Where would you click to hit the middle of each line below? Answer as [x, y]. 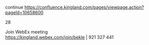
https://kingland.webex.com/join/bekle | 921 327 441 [59, 37]
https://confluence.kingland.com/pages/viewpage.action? [84, 7]
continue [14, 7]
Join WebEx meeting [27, 32]
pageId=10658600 [24, 12]
